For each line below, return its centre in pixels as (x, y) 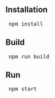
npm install (26, 24)
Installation (27, 10)
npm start (23, 89)
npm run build (29, 56)
